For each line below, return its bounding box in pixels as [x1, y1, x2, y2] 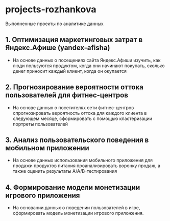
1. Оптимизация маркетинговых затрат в [5, 35, 143, 44]
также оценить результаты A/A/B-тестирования [12, 168, 117, 174]
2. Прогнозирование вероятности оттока [5, 83, 144, 92]
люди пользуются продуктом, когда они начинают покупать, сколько [12, 63, 165, 69]
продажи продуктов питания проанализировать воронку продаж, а [12, 163, 161, 169]
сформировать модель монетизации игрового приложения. [12, 210, 144, 216]
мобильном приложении [5, 144, 89, 152]
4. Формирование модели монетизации [5, 183, 140, 192]
